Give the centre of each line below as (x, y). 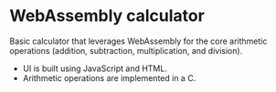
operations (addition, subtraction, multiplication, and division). (126, 50)
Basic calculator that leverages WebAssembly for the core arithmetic (138, 41)
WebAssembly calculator (107, 16)
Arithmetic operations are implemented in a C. (109, 77)
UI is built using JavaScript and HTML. (95, 68)
